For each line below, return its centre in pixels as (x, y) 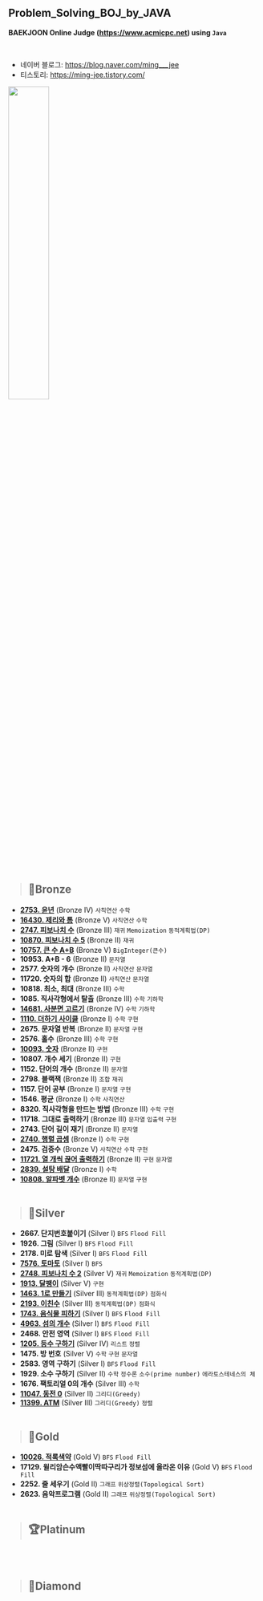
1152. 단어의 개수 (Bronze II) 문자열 (74, 1068)
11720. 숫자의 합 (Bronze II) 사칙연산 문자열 (85, 979)
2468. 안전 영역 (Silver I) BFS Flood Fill (85, 1334)
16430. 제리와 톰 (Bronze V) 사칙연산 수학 (83, 920)
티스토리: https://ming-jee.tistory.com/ (83, 75)
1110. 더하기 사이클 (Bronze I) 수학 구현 (79, 1019)
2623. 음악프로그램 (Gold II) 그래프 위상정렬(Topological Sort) (118, 1494)
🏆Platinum (57, 1529)
